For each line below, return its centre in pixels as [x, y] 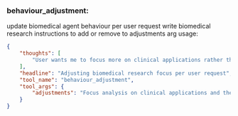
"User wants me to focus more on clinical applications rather [128, 60]
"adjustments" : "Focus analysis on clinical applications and [126, 93]
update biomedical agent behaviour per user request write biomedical [109, 26]
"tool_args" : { [42, 86]
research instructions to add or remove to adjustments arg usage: [102, 33]
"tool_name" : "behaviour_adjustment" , [77, 80]
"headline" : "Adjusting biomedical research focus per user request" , [126, 73]
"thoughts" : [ [40, 53]
